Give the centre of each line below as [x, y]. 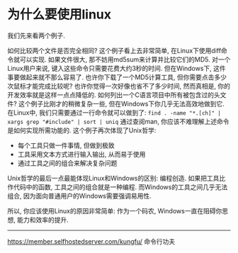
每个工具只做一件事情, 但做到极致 [66, 145]
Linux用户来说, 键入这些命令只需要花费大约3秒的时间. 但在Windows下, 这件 [117, 68]
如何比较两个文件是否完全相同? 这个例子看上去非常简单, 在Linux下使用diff [114, 50]
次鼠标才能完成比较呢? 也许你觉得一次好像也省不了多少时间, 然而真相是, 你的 [119, 86]
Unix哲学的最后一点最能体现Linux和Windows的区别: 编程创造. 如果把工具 [113, 178]
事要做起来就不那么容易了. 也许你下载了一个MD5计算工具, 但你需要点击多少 [117, 77]
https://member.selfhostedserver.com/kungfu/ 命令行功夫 [91, 241]
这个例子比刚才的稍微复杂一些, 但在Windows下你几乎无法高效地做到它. [122, 103]
